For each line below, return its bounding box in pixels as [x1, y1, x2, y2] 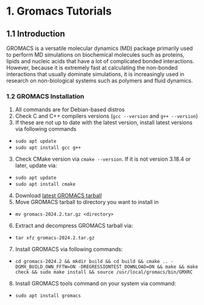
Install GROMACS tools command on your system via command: [15, 280, 177, 287]
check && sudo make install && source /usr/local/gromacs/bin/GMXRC [15, 269, 193, 275]
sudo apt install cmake [15, 181, 76, 188]
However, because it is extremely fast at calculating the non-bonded [6, 64, 178, 71]
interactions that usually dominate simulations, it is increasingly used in [6, 71, 185, 77]
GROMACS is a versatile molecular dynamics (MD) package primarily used [6, 44, 193, 52]
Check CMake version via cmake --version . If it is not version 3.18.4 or [15, 155, 191, 163]
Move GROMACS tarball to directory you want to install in [15, 198, 159, 206]
